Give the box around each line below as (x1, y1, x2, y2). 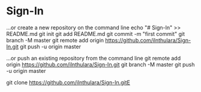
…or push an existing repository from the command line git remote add (6, 54, 181, 62)
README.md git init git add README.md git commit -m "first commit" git (6, 30, 185, 37)
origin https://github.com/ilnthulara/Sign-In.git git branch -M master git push (6, 61, 195, 68)
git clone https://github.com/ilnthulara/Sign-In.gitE (6, 79, 130, 86)
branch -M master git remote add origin (6, 36, 104, 44)
